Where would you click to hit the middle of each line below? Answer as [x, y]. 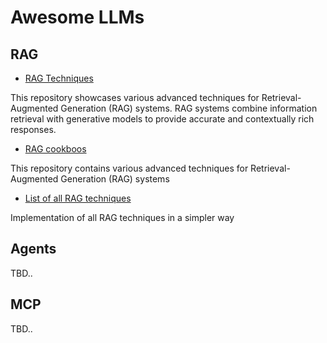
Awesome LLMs [77, 17]
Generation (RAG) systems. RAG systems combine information [189, 108]
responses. [33, 129]
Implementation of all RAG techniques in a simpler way [122, 217]
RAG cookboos [55, 149]
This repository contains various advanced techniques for [129, 168]
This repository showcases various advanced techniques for [135, 97]
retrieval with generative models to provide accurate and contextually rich [162, 119]
